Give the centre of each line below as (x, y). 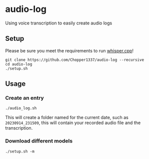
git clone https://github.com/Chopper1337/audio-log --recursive (74, 60)
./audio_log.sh (21, 108)
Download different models (39, 141)
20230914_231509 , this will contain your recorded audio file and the (73, 123)
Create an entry (24, 98)
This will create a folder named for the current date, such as (67, 118)
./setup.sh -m (20, 151)
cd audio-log (19, 64)
